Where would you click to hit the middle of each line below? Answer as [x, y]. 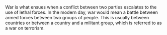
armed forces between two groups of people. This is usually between [77, 17]
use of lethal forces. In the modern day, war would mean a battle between [82, 12]
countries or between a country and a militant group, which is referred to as [83, 23]
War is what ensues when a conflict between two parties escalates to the [81, 7]
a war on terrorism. [25, 28]
